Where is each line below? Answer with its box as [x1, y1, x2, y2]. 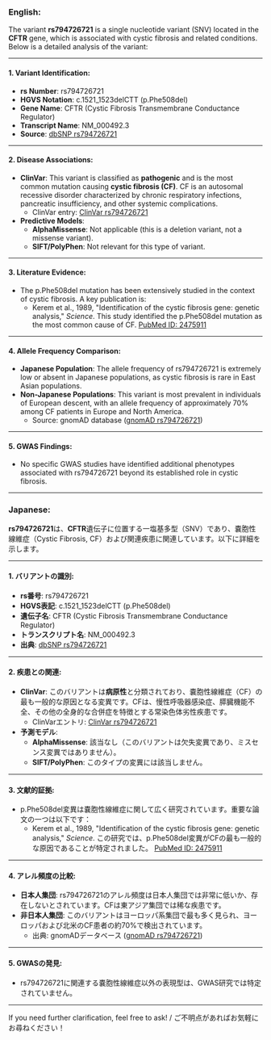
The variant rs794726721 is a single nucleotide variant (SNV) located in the [8, 25, 260, 35]
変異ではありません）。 [46, 748, 121, 757]
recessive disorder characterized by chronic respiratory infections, [19, 190, 242, 199]
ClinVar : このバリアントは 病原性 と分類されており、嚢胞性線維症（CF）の [19, 687, 263, 697]
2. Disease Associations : [8, 155, 94, 165]
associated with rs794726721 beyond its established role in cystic [19, 468, 239, 478]
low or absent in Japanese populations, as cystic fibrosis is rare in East [19, 372, 256, 382]
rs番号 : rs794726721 [19, 590, 89, 600]
